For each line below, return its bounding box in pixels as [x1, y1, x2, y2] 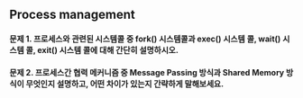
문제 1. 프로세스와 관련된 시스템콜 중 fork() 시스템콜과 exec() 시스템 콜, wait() [9, 33, 281, 44]
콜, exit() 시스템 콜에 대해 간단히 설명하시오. [25, 44, 179, 55]
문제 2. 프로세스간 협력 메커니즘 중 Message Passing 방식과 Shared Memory [9, 67, 285, 77]
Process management [9, 7, 135, 22]
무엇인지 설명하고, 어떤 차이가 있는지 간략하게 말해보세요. [25, 78, 224, 89]
